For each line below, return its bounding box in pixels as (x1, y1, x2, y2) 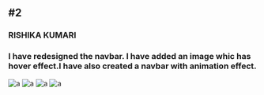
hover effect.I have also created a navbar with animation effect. (8, 60, 257, 71)
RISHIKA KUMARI (8, 30, 77, 41)
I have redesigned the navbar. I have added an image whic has (8, 51, 251, 62)
